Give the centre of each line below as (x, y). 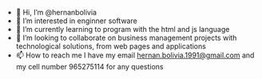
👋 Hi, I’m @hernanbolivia (56, 12)
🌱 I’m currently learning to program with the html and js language (123, 29)
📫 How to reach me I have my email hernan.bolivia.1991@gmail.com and (135, 55)
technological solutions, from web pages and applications (111, 46)
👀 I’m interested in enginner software (76, 21)
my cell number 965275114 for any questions (89, 67)
